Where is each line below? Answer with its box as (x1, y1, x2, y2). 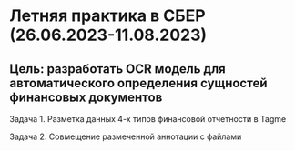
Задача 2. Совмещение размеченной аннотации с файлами (9, 131, 242, 142)
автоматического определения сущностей (9, 75, 268, 91)
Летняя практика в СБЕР (9, 5, 207, 26)
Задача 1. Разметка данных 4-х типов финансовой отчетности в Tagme (9, 114, 287, 124)
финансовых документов (9, 89, 163, 105)
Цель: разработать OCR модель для (9, 61, 226, 76)
